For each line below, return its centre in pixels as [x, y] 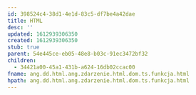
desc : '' [20, 27]
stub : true [24, 47]
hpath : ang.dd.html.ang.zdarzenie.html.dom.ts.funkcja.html [99, 80]
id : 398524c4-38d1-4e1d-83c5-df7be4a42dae [71, 14]
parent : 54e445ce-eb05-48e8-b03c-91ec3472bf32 [78, 54]
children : [22, 61]
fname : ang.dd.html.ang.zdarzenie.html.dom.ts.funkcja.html [99, 74]
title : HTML [25, 21]
